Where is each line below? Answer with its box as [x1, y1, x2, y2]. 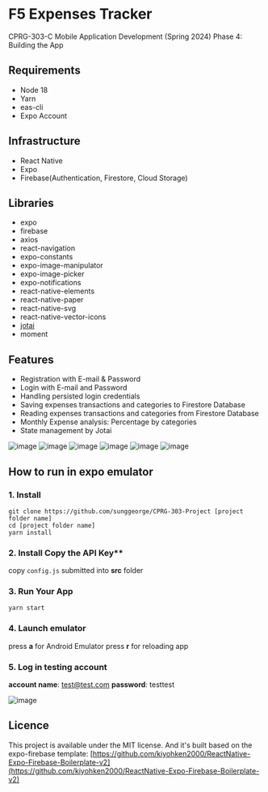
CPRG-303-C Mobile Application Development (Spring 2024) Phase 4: [8, 32, 243, 41]
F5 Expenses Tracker [8, 5, 153, 23]
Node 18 [19, 85, 48, 95]
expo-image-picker [19, 269, 85, 279]
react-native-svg [19, 304, 77, 314]
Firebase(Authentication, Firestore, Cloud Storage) [19, 173, 188, 183]
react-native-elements [19, 286, 95, 296]
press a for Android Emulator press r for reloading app [8, 641, 189, 651]
